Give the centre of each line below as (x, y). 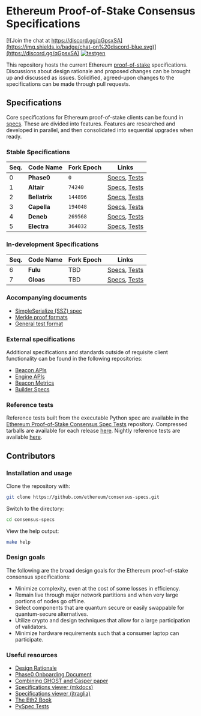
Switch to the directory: (35, 508)
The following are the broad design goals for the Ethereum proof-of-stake (97, 570)
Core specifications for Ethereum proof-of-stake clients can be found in (95, 117)
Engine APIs (30, 376)
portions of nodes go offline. (50, 601)
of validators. (31, 627)
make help (19, 542)
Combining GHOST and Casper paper (61, 681)
